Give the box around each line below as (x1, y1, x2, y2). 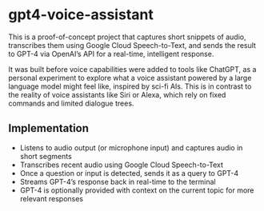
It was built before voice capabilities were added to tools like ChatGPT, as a (8, 64, 257, 74)
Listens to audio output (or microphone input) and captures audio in (19, 142, 243, 153)
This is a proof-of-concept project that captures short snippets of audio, (8, 32, 246, 42)
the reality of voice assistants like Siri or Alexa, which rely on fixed (8, 90, 226, 99)
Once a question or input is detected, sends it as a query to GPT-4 (19, 168, 239, 177)
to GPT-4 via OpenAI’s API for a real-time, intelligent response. (8, 49, 214, 58)
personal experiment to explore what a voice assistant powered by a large (8, 73, 252, 82)
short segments (19, 151, 72, 161)
